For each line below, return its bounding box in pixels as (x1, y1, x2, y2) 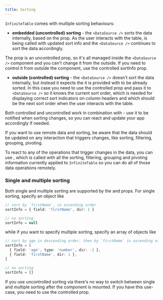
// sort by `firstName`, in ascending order (5, 202, 97, 207)
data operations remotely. (5, 165, 57, 171)
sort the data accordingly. (12, 45, 64, 51)
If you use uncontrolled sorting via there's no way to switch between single (5, 279, 155, 284)
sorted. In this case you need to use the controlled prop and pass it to (12, 85, 151, 90)
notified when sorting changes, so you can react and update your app (5, 115, 145, 121)
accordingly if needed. (5, 120, 50, 126)
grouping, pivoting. (5, 140, 43, 146)
